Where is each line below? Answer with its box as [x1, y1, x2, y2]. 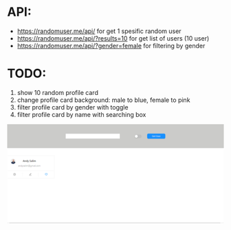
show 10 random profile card [16, 88, 98, 96]
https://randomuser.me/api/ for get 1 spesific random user [16, 27, 181, 35]
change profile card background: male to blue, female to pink [16, 96, 190, 104]
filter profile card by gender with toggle [16, 103, 129, 111]
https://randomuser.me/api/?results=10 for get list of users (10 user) [16, 34, 210, 42]
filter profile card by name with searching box [16, 110, 146, 118]
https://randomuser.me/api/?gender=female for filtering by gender [16, 41, 206, 50]
